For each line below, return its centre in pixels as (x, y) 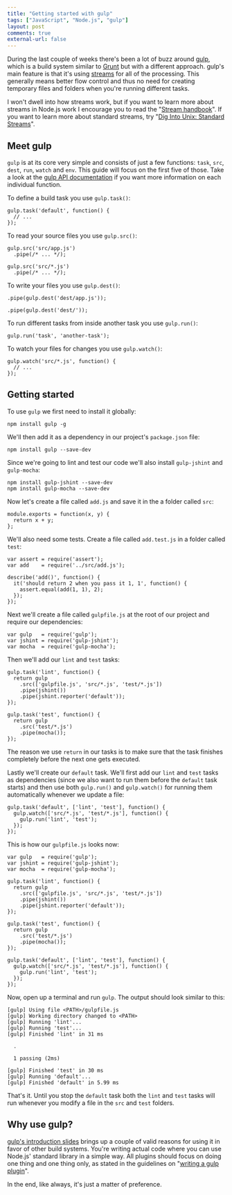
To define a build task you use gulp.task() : (69, 197)
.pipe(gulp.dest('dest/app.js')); (57, 298)
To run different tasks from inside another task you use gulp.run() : (103, 323)
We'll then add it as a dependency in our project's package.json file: (104, 436)
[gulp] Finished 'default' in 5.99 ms (63, 1082)
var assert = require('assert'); (55, 559)
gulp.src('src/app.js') (42, 248)
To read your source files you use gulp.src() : (72, 236)
